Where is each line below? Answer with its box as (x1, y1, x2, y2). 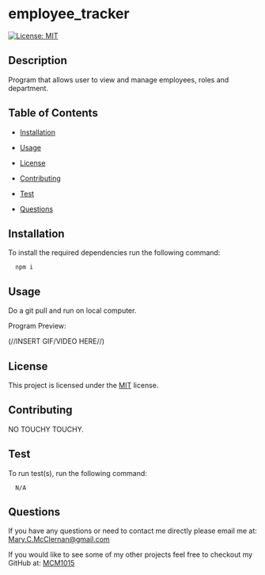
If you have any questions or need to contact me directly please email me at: (8, 526, 257, 535)
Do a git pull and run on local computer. (8, 306, 137, 315)
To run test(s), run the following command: (8, 468, 148, 478)
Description (8, 54, 67, 67)
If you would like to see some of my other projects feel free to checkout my (8, 550, 253, 559)
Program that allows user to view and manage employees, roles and (8, 74, 229, 84)
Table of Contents (8, 106, 99, 120)
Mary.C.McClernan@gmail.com (8, 535, 110, 544)
